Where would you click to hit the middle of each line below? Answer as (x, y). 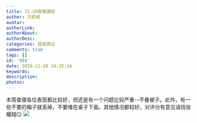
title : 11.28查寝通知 (31, 11)
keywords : (18, 71)
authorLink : (21, 28)
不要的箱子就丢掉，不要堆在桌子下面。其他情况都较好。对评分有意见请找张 (101, 107)
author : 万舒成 (23, 17)
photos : (16, 83)
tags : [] (17, 55)
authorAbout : (22, 33)
